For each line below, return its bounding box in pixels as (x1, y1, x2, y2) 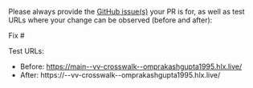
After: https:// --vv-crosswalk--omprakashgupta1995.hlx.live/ (19, 70, 221, 79)
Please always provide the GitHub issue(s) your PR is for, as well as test (8, 7, 245, 16)
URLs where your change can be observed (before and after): (8, 15, 213, 25)
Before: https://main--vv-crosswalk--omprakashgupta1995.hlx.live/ (19, 62, 243, 71)
